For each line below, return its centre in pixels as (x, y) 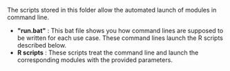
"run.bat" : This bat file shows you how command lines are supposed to (120, 31)
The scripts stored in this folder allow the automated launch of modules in (112, 10)
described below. (42, 45)
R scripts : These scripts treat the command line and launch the (108, 52)
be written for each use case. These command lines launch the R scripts (120, 38)
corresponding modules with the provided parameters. (95, 60)
